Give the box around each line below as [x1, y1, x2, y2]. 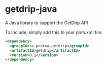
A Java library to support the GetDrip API [5, 20, 88, 26]
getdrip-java [5, 3, 57, 15]
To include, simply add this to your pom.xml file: [5, 29, 103, 35]
